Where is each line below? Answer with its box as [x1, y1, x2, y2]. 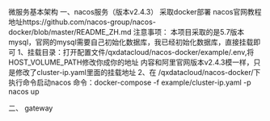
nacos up [8, 87, 40, 96]
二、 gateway [8, 103, 53, 113]
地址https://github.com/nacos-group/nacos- [8, 17, 156, 27]
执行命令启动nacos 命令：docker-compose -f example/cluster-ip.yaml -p [8, 77, 252, 87]
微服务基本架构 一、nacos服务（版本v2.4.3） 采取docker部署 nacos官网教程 [8, 7, 262, 16]
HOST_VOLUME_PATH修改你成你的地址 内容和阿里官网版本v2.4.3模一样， [8, 57, 254, 67]
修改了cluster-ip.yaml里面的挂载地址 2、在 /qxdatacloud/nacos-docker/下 [15, 68, 261, 77]
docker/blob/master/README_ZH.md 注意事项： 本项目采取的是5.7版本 [8, 27, 245, 36]
